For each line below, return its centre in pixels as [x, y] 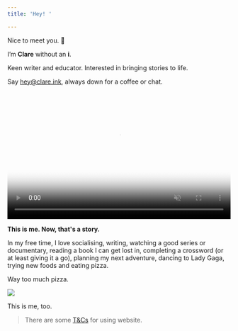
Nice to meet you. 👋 [36, 40]
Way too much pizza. [38, 279]
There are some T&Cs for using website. [84, 320]
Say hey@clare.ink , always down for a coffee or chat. [85, 82]
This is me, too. [30, 306]
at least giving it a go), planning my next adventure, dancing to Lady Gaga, [116, 258]
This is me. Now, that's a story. [54, 229]
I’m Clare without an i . [40, 54]
